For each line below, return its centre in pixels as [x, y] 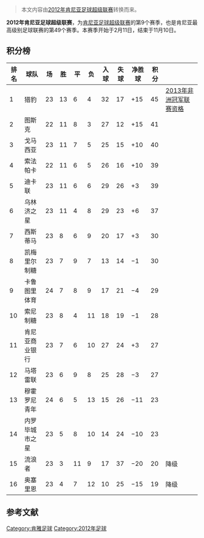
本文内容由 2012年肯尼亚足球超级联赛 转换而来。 [80, 9]
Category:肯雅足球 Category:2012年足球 [56, 528]
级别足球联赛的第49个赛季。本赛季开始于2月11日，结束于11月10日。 [95, 30]
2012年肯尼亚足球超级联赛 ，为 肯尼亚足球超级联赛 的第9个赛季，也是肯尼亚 [99, 22]
